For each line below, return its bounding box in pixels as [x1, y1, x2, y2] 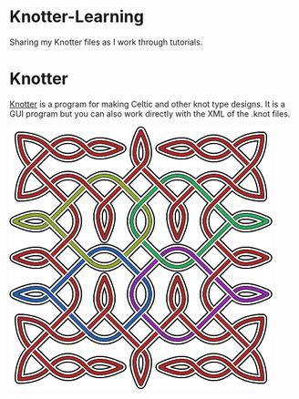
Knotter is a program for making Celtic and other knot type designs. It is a [9, 98, 285, 109]
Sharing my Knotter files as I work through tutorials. [9, 36, 203, 47]
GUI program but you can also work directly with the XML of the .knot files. [9, 107, 291, 119]
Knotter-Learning [9, 6, 144, 27]
